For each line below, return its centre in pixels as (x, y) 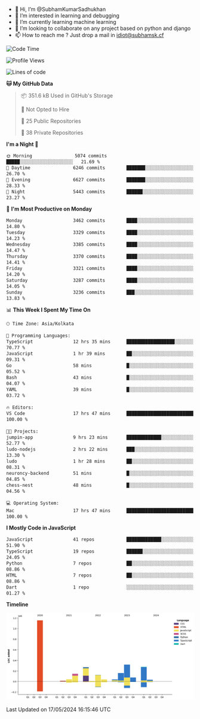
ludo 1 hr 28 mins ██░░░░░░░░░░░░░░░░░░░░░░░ (100, 461)
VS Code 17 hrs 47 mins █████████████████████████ (100, 413)
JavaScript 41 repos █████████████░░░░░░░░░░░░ (100, 540)
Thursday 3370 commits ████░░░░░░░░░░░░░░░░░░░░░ (100, 257)
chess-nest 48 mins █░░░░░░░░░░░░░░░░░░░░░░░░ (100, 485)
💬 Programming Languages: (38, 336)
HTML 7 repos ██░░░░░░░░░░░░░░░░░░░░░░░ (100, 575)
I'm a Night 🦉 (22, 144)
